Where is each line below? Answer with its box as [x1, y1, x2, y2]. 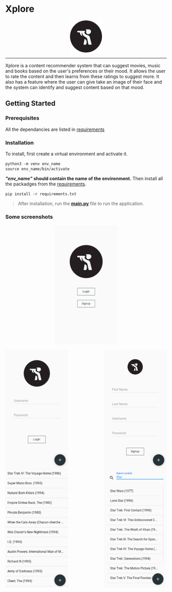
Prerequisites [5, 114, 39, 122]
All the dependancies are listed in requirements [5, 126, 105, 132]
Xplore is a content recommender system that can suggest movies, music [5, 62, 161, 68]
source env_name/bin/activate [5, 166, 70, 171]
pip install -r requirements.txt [5, 191, 77, 197]
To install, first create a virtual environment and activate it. [5, 150, 128, 157]
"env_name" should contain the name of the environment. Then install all [5, 175, 163, 181]
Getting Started [5, 99, 56, 108]
